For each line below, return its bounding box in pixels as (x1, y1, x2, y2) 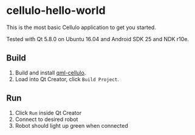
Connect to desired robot (15, 116, 78, 123)
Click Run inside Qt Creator (15, 109, 82, 116)
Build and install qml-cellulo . (15, 69, 86, 76)
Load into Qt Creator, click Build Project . (15, 75, 120, 82)
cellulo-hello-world (6, 4, 106, 18)
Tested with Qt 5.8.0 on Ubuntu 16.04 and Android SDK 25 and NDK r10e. (6, 35, 190, 42)
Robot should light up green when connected (15, 122, 129, 129)
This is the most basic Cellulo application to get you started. (6, 24, 156, 31)
